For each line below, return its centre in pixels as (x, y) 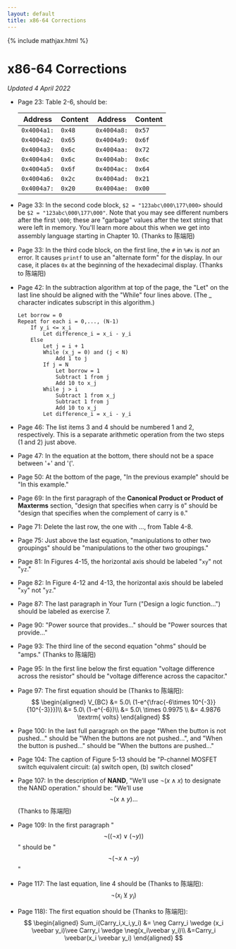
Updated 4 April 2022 (39, 88)
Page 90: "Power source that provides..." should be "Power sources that (122, 625)
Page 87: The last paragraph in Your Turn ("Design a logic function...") (119, 604)
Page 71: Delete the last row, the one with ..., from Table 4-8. (105, 527)
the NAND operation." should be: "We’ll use (80, 788)
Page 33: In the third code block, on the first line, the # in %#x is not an (119, 250)
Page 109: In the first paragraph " (66, 825)
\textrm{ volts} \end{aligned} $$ (124, 717)
